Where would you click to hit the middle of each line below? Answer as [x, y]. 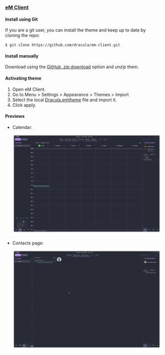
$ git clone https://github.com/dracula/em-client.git [63, 45]
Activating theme [23, 78]
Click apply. [24, 105]
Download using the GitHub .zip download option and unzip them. [72, 67]
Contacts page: [28, 243]
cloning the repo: [22, 36]
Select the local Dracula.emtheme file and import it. [64, 100]
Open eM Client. [29, 89]
